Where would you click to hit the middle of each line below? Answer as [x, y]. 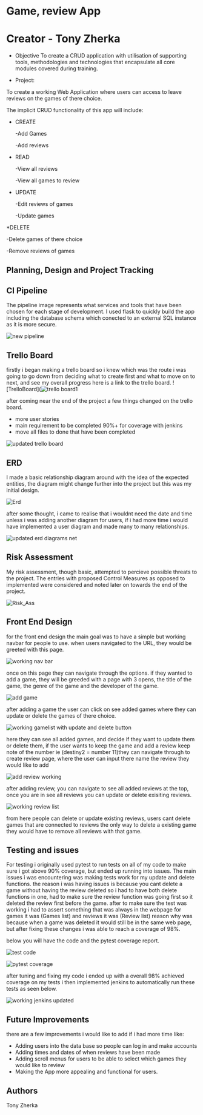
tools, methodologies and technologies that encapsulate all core [95, 62]
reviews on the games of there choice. [54, 99]
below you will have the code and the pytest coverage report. [83, 941]
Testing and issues [43, 850]
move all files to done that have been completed [75, 432]
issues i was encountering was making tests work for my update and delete [101, 878]
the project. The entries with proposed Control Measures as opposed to [96, 578]
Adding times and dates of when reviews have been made [88, 1053]
